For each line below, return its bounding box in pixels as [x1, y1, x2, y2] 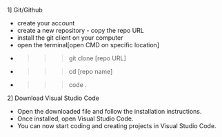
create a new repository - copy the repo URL [17, 27, 145, 34]
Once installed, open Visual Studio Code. [17, 114, 134, 123]
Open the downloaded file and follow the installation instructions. [17, 108, 202, 115]
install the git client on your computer [17, 34, 123, 42]
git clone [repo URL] [68, 54, 126, 62]
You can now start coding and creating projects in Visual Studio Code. [17, 122, 216, 129]
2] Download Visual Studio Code [7, 94, 100, 102]
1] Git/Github [7, 6, 43, 14]
